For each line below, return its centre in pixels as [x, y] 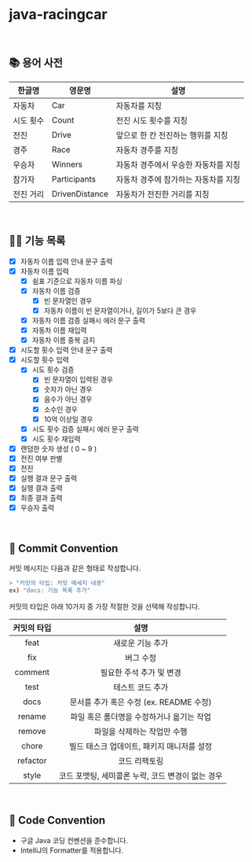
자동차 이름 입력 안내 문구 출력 [66, 261]
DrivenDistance [80, 193]
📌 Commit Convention [64, 548]
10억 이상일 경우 [68, 419]
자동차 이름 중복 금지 [64, 341]
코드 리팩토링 [141, 761]
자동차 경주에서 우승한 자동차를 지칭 [178, 164]
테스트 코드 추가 [141, 687]
